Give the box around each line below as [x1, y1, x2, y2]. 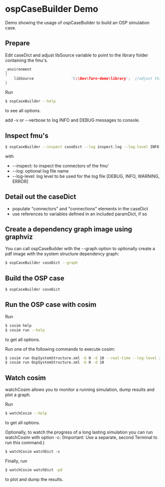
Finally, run [5, 458, 27, 464]
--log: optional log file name [12, 168, 69, 174]
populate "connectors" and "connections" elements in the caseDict [12, 205, 148, 211]
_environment [5, 67, 32, 72]
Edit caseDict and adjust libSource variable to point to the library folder [5, 52, 148, 58]
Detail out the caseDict [5, 193, 76, 201]
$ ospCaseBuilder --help [5, 99, 56, 104]
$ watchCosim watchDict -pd [5, 467, 63, 472]
